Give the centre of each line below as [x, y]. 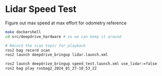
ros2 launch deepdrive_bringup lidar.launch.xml [57, 55]
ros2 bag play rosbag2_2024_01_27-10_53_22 [51, 69]
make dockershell [23, 32]
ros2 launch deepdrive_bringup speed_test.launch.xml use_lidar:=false [81, 64]
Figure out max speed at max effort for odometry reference [66, 23]
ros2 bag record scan [28, 50]
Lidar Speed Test [41, 9]
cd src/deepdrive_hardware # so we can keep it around [63, 37]
